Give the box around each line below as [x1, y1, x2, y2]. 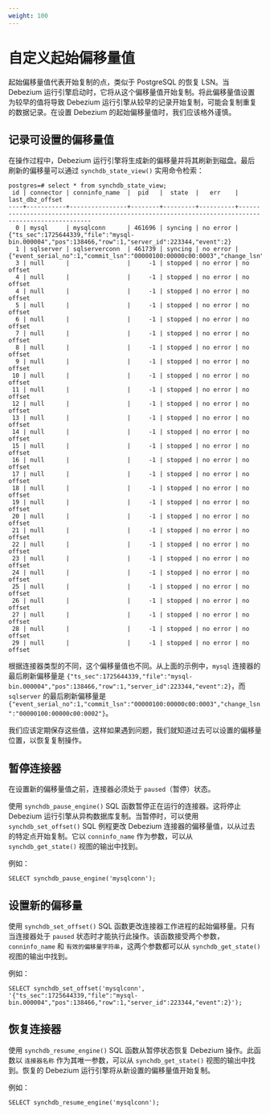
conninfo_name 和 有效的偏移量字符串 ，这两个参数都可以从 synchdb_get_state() [8, 941, 261, 951]
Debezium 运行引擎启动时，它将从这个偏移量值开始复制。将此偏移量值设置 [8, 87, 256, 96]
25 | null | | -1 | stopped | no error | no [11, 583, 250, 591]
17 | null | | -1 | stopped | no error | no [11, 470, 250, 478]
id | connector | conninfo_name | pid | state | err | [11, 189, 239, 197]
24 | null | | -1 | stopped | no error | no [11, 568, 250, 577]
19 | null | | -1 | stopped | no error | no [11, 498, 250, 506]
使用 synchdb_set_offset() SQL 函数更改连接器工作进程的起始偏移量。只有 [8, 921, 256, 931]
